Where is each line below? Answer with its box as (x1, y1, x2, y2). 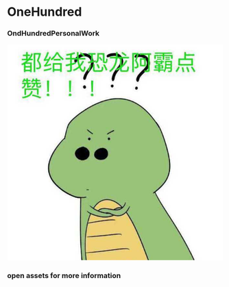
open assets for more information (7, 271, 121, 281)
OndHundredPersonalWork (7, 29, 100, 38)
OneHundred (7, 4, 82, 20)
